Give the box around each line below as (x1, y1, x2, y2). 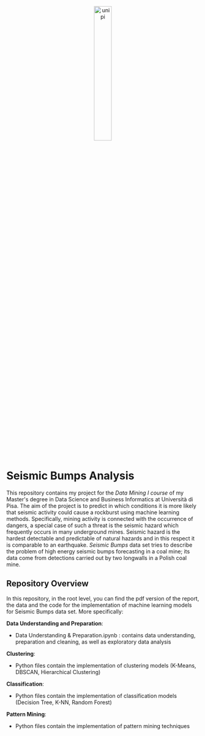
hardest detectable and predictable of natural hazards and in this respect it (6, 534, 195, 542)
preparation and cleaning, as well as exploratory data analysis (15, 638, 171, 645)
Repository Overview (6, 579, 89, 589)
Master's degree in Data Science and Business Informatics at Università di (6, 495, 193, 503)
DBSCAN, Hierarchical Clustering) (15, 668, 101, 675)
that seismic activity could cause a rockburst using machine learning (6, 509, 179, 516)
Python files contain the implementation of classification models (15, 692, 177, 699)
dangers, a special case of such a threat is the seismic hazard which (6, 522, 179, 529)
